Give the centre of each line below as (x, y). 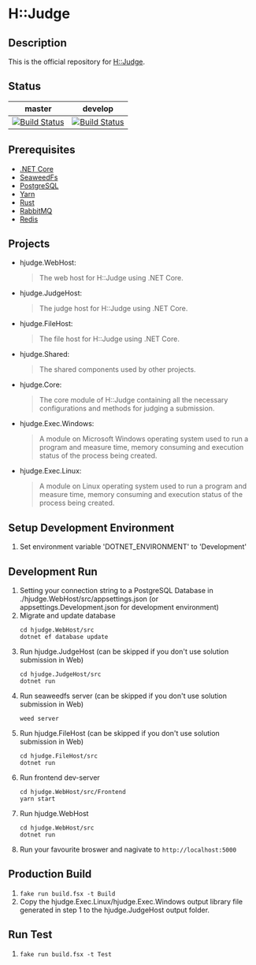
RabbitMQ (36, 210)
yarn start (37, 799)
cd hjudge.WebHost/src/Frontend (72, 792)
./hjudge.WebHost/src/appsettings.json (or (89, 599)
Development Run (53, 572)
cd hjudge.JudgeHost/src (60, 674)
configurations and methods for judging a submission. (127, 408)
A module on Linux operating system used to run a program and (143, 486)
